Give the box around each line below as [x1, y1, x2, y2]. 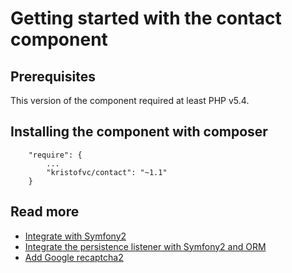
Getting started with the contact [10, 7, 282, 30]
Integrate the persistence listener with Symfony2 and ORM [24, 240, 267, 252]
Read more [10, 203, 80, 221]
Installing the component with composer [10, 123, 268, 141]
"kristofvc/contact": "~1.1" [46, 167, 168, 177]
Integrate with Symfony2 [24, 230, 127, 242]
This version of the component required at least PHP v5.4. [10, 95, 250, 106]
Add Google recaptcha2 [24, 251, 124, 263]
